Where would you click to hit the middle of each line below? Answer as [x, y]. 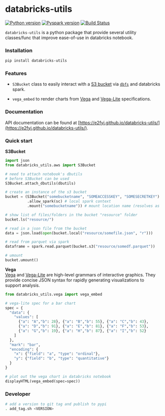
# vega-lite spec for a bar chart [41, 303]
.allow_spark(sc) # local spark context [69, 201]
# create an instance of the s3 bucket [46, 192]
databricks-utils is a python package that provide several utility [71, 32]
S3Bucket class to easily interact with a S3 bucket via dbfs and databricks [86, 84]
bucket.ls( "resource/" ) [30, 219]
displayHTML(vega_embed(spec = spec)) [43, 381]
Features [16, 74]
